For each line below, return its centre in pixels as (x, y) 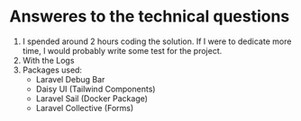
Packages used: (52, 70)
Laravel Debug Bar (70, 79)
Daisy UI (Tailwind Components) (96, 89)
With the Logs (48, 60)
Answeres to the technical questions (150, 17)
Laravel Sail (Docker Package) (92, 98)
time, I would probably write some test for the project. (122, 50)
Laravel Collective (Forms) (85, 108)
